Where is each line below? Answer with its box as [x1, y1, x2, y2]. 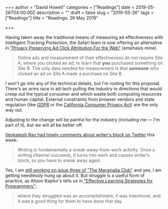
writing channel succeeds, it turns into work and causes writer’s [17, 152, 150, 158]
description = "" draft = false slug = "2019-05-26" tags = [36, 10, 154, 16]
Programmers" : [5, 183, 37, 189]
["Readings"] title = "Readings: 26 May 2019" [5, 15, 99, 21]
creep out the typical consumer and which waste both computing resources [5, 91, 162, 97]
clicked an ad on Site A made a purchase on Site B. [17, 71, 123, 77]
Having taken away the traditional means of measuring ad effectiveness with [5, 35, 163, 40]
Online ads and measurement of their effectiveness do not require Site [17, 55, 163, 61]
